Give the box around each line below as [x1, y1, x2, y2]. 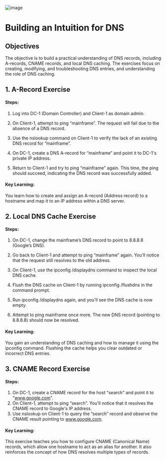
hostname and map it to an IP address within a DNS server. [5, 198, 125, 204]
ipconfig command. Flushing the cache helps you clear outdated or [5, 345, 142, 351]
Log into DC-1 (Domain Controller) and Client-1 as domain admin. [12, 110, 145, 116]
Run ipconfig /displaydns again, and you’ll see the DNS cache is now [12, 297, 153, 303]
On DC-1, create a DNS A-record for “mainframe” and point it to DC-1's [12, 150, 157, 156]
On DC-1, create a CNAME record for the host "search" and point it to [12, 390, 154, 396]
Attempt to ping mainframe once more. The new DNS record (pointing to [12, 312, 160, 318]
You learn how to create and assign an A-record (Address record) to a [5, 192, 148, 199]
